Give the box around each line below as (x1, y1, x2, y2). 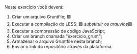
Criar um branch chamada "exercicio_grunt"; (11, 34, 103, 39)
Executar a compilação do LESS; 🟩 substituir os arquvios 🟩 (11, 21, 133, 27)
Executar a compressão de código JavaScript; (11, 28, 106, 34)
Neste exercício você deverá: (4, 4, 64, 10)
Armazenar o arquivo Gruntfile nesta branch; (11, 38, 102, 44)
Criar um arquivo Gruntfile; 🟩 (11, 14, 72, 19)
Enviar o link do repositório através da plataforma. (11, 44, 113, 49)
